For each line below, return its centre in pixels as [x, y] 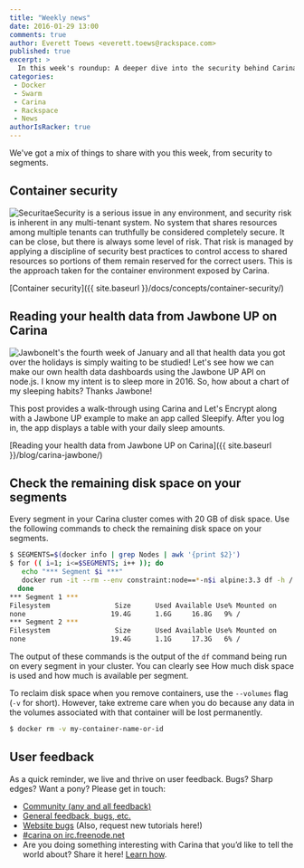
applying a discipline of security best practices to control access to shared [148, 251]
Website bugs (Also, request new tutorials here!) [113, 825]
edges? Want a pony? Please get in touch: [87, 788]
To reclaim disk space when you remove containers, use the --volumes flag [149, 693]
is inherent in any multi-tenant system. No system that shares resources [143, 222]
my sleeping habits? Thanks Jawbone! [81, 391]
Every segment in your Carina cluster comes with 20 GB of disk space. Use [149, 519]
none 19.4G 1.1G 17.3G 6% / [125, 639]
